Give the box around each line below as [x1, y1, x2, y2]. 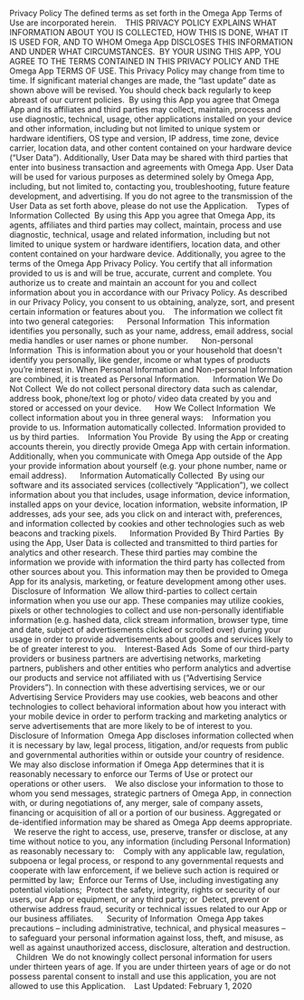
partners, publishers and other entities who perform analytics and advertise [9, 663, 291, 674]
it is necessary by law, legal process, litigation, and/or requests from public [9, 740, 289, 751]
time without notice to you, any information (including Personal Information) [9, 836, 291, 847]
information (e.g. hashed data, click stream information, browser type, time [9, 615, 289, 625]
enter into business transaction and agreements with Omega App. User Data [9, 162, 294, 172]
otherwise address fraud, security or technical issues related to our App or [9, 904, 288, 914]
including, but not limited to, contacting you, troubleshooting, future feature [9, 181, 290, 191]
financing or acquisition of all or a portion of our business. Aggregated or [9, 807, 282, 818]
